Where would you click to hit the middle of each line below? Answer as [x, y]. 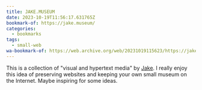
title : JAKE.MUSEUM [31, 12]
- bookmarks [27, 34]
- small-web [27, 46]
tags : [13, 40]
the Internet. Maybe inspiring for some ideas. [62, 80]
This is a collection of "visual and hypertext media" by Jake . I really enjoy [97, 68]
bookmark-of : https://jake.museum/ [51, 23]
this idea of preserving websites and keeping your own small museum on [97, 74]
